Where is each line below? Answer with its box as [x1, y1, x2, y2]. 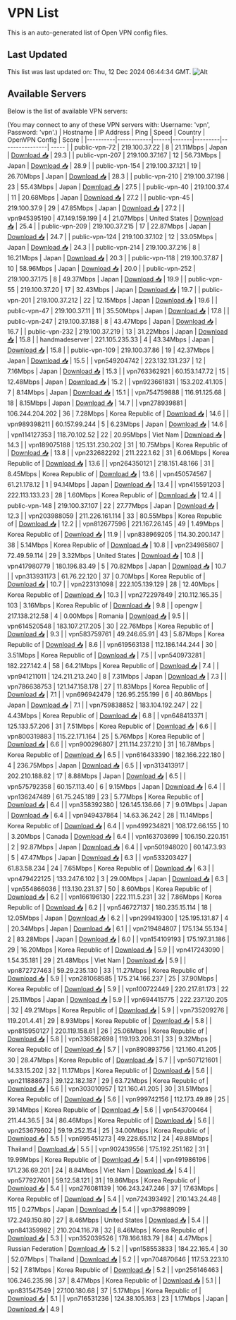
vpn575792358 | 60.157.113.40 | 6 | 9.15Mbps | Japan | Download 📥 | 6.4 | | [7, 782, 225, 791]
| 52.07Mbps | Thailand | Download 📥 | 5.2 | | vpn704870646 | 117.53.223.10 [7, 1254, 229, 1264]
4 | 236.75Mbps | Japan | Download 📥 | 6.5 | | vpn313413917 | [7, 761, 189, 770]
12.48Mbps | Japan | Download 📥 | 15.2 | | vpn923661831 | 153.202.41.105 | [7, 377, 227, 386]
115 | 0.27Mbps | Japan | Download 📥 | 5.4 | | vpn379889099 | [7, 1205, 190, 1213]
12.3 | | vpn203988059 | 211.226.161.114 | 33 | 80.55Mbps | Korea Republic [7, 511, 223, 520]
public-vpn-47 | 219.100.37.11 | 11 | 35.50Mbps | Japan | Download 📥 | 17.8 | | [7, 306, 230, 315]
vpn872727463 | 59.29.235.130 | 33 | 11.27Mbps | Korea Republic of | [7, 966, 208, 974]
